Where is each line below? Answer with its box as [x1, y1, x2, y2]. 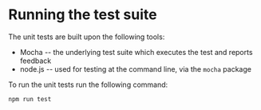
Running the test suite [8, 6, 157, 24]
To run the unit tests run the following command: [8, 80, 168, 89]
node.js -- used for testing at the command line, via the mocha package [19, 64, 251, 73]
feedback [19, 56, 52, 65]
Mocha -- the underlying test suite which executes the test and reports [19, 47, 253, 57]
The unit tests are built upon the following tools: [8, 32, 165, 41]
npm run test [8, 95, 52, 103]
